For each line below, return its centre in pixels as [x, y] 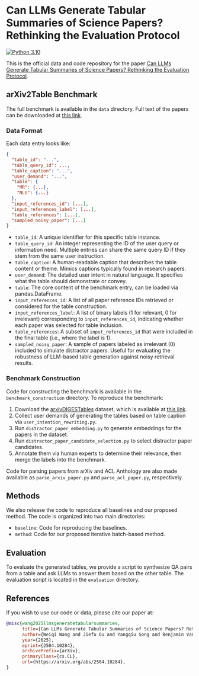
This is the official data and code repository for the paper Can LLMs [89, 63]
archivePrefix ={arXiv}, [51, 651]
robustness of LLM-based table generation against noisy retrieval [94, 357]
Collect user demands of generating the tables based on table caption [100, 415]
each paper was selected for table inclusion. [69, 325]
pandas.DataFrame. [39, 294]
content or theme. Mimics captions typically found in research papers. [100, 269]
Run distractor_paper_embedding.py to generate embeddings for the [98, 428]
